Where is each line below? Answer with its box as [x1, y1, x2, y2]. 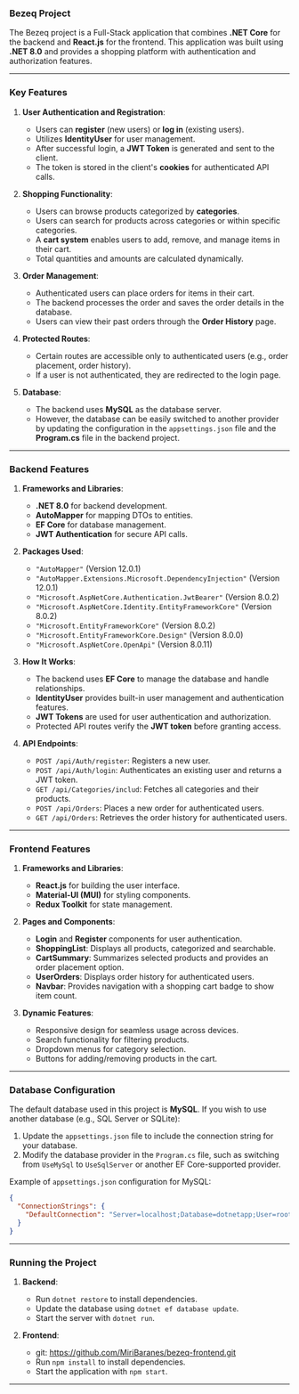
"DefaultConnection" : [25, 1211, 105, 1219]
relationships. [35, 682, 85, 693]
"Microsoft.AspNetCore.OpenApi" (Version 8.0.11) [35, 639, 213, 649]
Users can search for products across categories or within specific [35, 215, 281, 225]
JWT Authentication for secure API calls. [35, 528, 189, 539]
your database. [21, 1140, 78, 1151]
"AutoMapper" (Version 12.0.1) [35, 563, 141, 574]
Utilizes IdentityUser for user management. [35, 133, 196, 144]
